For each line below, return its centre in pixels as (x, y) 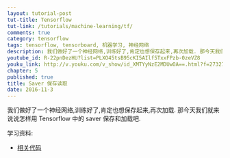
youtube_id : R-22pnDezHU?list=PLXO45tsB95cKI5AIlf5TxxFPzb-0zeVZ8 (104, 58)
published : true (30, 77)
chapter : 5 (23, 70)
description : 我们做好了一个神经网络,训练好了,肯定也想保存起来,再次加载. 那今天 (111, 52)
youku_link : (24, 64)
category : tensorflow (38, 39)
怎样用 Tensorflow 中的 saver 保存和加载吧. (80, 119)
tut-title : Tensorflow (39, 20)
